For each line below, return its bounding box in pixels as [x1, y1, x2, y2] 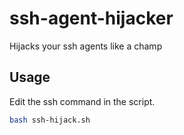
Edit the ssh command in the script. [9, 95, 156, 107]
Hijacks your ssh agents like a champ [9, 40, 163, 52]
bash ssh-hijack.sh [9, 115, 91, 125]
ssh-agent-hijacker [9, 7, 174, 30]
